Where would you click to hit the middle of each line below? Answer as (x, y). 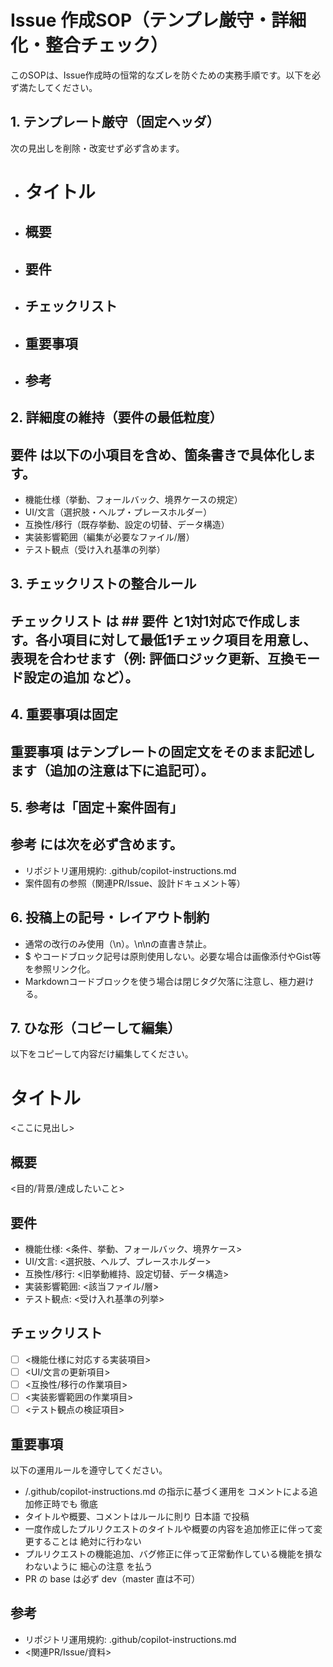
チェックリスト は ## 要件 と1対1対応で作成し (149, 621)
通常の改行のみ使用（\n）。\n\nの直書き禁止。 (118, 943)
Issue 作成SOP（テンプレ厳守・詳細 (158, 20)
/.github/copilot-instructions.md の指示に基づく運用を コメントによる (167, 1491)
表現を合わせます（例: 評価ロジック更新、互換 (152, 658)
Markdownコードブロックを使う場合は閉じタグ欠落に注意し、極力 (160, 981)
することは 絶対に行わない (87, 1541)
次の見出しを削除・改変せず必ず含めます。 (97, 148)
